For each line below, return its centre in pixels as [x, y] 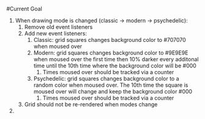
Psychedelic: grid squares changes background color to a [106, 79]
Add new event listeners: [56, 33]
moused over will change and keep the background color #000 [113, 91]
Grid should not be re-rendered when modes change [91, 104]
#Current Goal [24, 9]
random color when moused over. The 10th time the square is [111, 85]
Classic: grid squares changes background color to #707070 [110, 40]
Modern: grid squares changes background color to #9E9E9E [111, 53]
